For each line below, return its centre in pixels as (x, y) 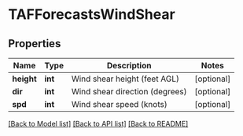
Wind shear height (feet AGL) (125, 79)
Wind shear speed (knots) (119, 104)
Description (129, 66)
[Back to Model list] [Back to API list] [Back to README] (98, 124)
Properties (35, 44)
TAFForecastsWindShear (92, 15)
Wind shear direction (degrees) (129, 92)
